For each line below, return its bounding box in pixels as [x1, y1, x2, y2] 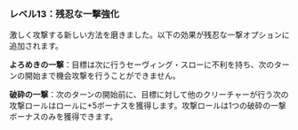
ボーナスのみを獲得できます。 [9, 111, 118, 122]
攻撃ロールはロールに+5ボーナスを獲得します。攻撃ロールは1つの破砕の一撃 [9, 100, 286, 111]
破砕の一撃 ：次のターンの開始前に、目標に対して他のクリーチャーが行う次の [9, 89, 289, 100]
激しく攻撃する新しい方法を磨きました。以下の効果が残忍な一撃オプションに [9, 29, 290, 41]
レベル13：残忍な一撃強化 [9, 7, 120, 19]
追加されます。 [9, 41, 64, 51]
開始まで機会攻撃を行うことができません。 [24, 71, 181, 81]
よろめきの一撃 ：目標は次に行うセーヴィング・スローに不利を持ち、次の [9, 59, 274, 70]
